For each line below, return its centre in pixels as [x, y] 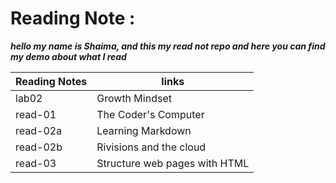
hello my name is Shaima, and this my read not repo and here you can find [168, 46]
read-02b [39, 147]
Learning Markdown [144, 130]
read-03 [36, 163]
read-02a [39, 130]
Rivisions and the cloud [151, 147]
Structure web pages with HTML [173, 163]
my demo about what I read [68, 56]
